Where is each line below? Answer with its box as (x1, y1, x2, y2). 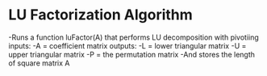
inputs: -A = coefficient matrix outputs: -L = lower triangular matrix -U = (8, 40, 247, 50)
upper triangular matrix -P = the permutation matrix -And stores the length (8, 49, 256, 59)
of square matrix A (8, 58, 70, 68)
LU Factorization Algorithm (8, 6, 194, 24)
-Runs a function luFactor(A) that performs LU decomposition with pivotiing (8, 32, 260, 42)
